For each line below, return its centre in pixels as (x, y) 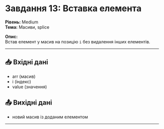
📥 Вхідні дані (27, 62)
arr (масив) (24, 76)
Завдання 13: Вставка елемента (73, 9)
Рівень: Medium (22, 22)
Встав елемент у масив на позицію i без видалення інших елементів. (78, 41)
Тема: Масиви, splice (27, 27)
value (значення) (30, 87)
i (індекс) (21, 81)
